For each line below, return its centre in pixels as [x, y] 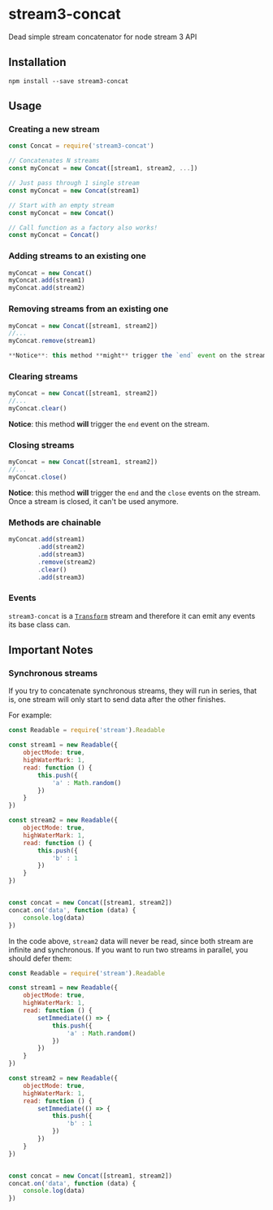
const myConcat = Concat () [54, 235]
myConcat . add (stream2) [47, 288]
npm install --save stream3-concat [69, 81]
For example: [30, 715]
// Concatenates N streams [54, 161]
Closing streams [41, 445]
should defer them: [40, 958]
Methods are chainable [55, 522]
